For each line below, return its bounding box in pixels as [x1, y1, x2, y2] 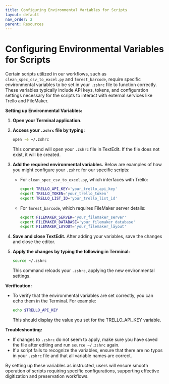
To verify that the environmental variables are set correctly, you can [12, 292, 154, 299]
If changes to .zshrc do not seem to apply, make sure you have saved [12, 336, 158, 342]
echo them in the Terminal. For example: [12, 298, 97, 304]
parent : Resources [5, 21, 44, 27]
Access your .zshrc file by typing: [12, 127, 85, 133]
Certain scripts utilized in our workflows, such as [5, 71, 107, 77]
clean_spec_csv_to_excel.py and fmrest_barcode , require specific [5, 76, 141, 83]
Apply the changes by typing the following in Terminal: [12, 249, 130, 255]
